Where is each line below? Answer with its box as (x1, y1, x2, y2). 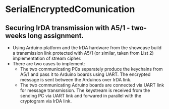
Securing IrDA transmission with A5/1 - (5, 24, 130, 32)
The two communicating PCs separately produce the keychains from (20, 66, 163, 72)
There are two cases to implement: (12, 61, 85, 66)
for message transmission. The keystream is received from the (20, 87, 150, 93)
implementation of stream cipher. (12, 55, 82, 61)
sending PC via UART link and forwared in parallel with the (20, 93, 142, 98)
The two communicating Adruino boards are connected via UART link (20, 82, 164, 88)
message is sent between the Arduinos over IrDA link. (20, 77, 132, 82)
